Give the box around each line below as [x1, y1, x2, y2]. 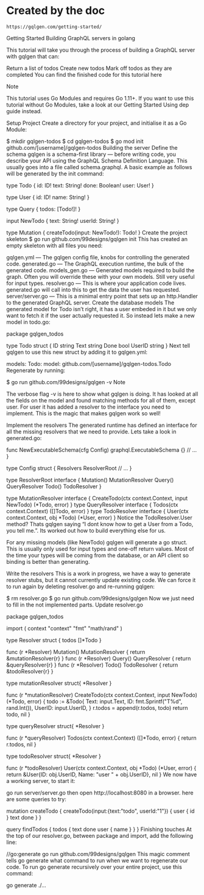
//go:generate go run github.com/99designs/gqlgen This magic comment [6, 850, 190, 857]
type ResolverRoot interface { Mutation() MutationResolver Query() [6, 476, 174, 483]
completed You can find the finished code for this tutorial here [6, 71, 163, 78]
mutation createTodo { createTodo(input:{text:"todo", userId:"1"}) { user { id [6, 807, 195, 815]
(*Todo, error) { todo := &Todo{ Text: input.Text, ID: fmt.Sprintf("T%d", [6, 698, 183, 705]
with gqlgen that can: [6, 52, 60, 60]
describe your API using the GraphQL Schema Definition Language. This [6, 156, 188, 164]
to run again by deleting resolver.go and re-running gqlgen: [6, 583, 155, 590]
